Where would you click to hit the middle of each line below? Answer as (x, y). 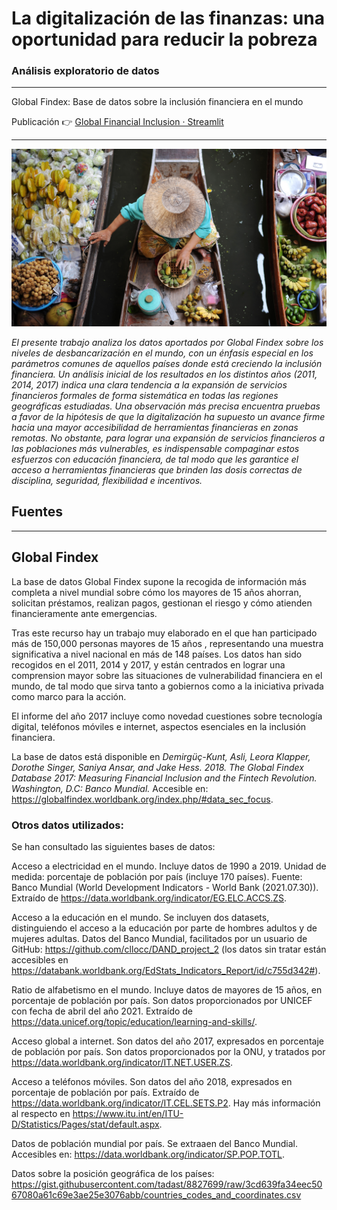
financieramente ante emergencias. (84, 613)
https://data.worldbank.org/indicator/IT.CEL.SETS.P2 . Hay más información (166, 1103)
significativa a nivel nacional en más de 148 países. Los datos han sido (157, 654)
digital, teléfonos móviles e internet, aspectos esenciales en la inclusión (159, 726)
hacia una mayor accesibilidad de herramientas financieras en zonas (155, 427)
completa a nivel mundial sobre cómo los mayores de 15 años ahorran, (156, 592)
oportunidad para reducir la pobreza (164, 39)
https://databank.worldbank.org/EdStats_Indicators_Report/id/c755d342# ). (166, 970)
